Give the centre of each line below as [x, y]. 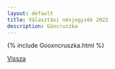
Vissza [16, 59]
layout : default [30, 13]
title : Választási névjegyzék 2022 [58, 20]
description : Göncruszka [42, 26]
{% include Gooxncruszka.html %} [56, 46]
